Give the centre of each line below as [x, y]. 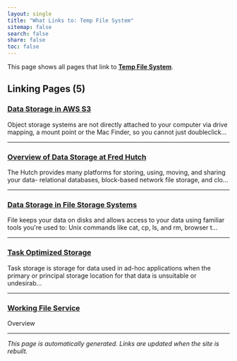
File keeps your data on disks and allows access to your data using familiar [116, 220]
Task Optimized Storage [49, 253]
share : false [26, 40]
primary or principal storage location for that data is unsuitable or [102, 276]
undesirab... [25, 283]
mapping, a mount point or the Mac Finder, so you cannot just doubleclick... [117, 132]
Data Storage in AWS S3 [49, 109]
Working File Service [44, 308]
